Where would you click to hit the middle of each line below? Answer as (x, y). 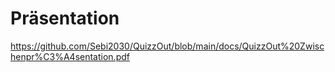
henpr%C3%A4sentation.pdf (70, 56)
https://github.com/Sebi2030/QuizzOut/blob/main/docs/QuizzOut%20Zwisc (167, 46)
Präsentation (65, 18)
